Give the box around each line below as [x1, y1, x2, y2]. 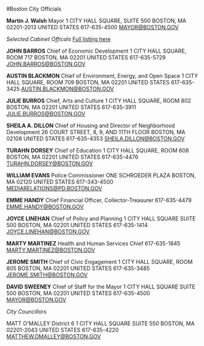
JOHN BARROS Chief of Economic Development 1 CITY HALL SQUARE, [6, 47, 187, 55]
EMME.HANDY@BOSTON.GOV [6, 203, 84, 210]
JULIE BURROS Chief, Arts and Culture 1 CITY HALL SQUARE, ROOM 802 [6, 97, 192, 104]
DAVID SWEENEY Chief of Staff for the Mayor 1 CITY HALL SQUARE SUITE [6, 283, 196, 290]
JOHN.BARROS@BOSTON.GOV [6, 61, 86, 67]
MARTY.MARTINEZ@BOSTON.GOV [6, 246, 96, 254]
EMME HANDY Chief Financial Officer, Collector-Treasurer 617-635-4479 [6, 197, 192, 204]
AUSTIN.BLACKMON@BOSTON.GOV [21, 85, 115, 92]
